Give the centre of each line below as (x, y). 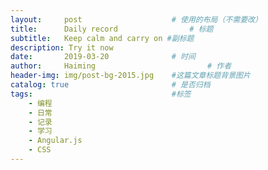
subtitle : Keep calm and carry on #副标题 (102, 38)
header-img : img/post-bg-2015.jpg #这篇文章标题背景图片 (130, 76)
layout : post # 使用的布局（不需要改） (136, 19)
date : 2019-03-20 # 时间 (103, 57)
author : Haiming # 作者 (121, 66)
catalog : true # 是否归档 (110, 85)
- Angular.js (55, 141)
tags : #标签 (101, 94)
